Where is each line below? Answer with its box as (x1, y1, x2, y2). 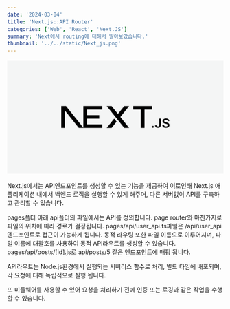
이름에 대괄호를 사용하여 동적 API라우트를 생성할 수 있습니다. (14, 239, 176, 247)
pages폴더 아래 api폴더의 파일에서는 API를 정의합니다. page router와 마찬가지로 (7, 213, 222, 222)
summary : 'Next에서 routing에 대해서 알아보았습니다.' (7, 33, 149, 40)
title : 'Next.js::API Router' (7, 18, 94, 25)
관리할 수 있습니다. (14, 198, 64, 206)
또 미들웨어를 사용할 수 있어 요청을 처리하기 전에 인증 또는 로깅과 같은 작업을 (7, 286, 211, 294)
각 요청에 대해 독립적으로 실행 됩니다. (7, 270, 106, 279)
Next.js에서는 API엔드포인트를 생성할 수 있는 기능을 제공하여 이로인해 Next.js (7, 181, 214, 189)
